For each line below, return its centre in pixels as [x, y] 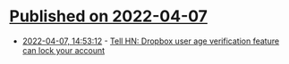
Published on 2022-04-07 [109, 16]
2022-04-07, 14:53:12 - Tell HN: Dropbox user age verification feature [151, 41]
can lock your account [64, 50]
